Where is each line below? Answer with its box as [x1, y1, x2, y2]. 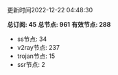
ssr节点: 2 [16, 61, 46, 68]
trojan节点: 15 [16, 52, 56, 60]
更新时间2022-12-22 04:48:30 [7, 6, 93, 14]
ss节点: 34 [16, 35, 47, 43]
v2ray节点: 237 [16, 44, 60, 51]
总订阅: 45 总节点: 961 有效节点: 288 [7, 20, 111, 29]
